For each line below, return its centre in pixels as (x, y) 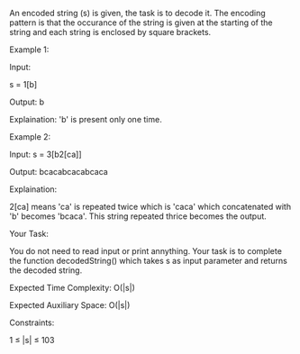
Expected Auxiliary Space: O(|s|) (70, 305)
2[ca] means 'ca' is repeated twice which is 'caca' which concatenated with (150, 207)
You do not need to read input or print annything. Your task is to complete (145, 251)
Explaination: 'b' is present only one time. (86, 119)
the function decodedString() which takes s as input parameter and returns (149, 261)
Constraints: (32, 322)
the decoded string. (46, 270)
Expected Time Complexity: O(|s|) (72, 288)
